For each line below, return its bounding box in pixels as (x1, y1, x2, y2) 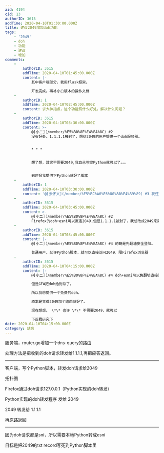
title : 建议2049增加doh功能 (5, 25, 58, 30)
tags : (5, 30, 16, 35)
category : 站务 (5, 326, 35, 331)
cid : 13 (5, 12, 21, 17)
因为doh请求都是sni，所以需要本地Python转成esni (5, 432, 106, 438)
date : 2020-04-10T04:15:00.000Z (5, 321, 71, 326)
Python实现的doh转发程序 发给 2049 (5, 396, 79, 402)
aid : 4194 (5, 7, 25, 12)
